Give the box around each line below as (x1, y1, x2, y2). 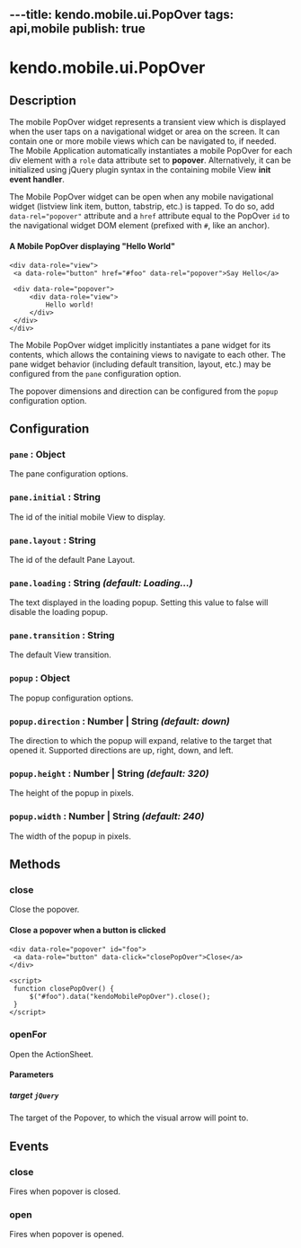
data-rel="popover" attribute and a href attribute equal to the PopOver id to (9, 210, 290, 221)
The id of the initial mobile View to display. (9, 512, 166, 522)
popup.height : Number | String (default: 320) (9, 767, 209, 780)
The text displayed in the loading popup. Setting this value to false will (9, 597, 269, 608)
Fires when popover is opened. (9, 1229, 124, 1240)
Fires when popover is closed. (9, 1186, 121, 1197)
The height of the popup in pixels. (9, 788, 135, 798)
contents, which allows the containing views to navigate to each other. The (9, 349, 286, 360)
